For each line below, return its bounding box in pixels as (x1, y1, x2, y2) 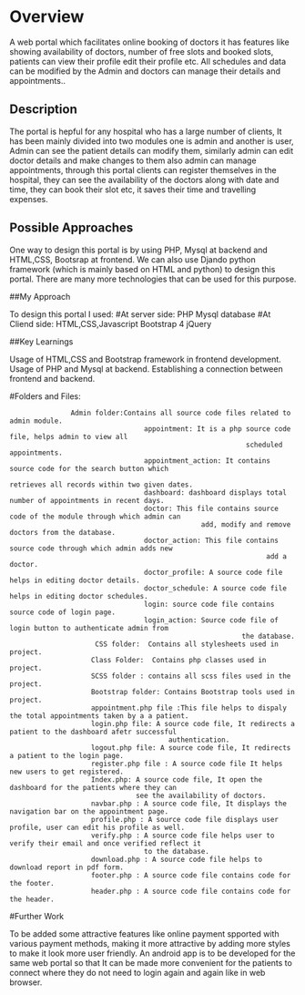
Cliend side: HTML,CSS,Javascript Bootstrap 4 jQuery (9, 318, 212, 329)
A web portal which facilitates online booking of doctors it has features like (9, 36, 290, 47)
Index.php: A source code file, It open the (90, 774, 262, 785)
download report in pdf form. (9, 863, 125, 872)
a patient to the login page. (9, 751, 125, 760)
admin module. (9, 416, 64, 426)
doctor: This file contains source (144, 504, 280, 513)
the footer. (9, 878, 55, 887)
